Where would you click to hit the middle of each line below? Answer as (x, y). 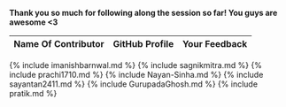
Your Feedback (215, 44)
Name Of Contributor (59, 44)
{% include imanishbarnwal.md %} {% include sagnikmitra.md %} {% (136, 65)
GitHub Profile (143, 44)
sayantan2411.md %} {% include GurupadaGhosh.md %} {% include (134, 84)
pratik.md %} (33, 93)
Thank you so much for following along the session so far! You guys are (143, 13)
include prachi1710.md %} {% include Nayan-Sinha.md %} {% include (136, 75)
